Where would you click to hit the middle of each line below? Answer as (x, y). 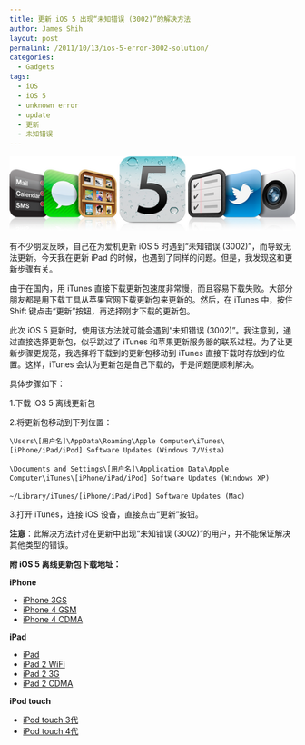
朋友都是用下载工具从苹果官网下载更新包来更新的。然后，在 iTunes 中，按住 (151, 299)
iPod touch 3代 (50, 720)
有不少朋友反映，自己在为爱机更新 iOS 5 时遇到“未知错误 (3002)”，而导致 (147, 246)
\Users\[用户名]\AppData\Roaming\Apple (83, 441)
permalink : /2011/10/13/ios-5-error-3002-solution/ (109, 48)
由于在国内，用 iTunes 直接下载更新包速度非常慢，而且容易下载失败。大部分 (151, 288)
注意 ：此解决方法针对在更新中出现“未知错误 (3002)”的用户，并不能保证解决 (150, 533)
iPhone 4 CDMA (53, 619)
